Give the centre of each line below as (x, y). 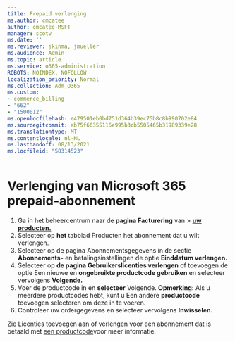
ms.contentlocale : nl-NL (44, 138)
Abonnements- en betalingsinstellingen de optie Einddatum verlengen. (122, 258)
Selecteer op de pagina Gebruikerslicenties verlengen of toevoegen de (122, 265)
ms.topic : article (34, 60)
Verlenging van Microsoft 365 (97, 186)
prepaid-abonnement (72, 201)
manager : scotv (30, 33)
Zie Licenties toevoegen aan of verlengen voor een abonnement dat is (109, 324)
